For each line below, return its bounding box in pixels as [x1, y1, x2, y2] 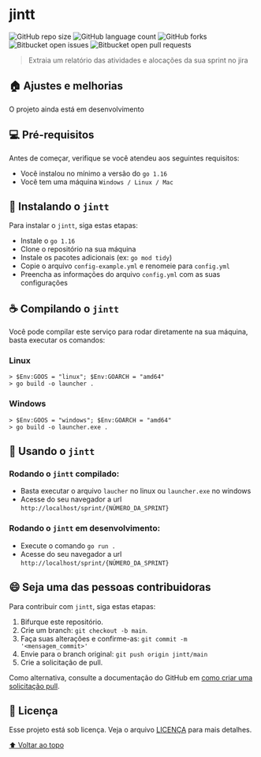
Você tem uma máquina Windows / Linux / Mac [20, 176, 174, 187]
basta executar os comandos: [9, 335, 106, 345]
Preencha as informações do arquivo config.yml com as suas [20, 270, 221, 279]
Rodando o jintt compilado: [9, 468, 120, 479]
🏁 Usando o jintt [9, 445, 95, 458]
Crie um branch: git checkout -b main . [20, 625, 148, 634]
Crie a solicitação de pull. [20, 657, 103, 667]
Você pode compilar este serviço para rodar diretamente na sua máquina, [9, 327, 248, 337]
